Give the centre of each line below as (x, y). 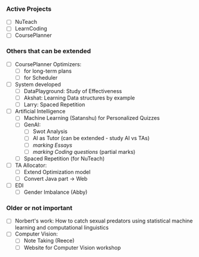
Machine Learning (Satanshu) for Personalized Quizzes (92, 118)
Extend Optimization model (57, 172)
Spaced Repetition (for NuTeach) (64, 158)
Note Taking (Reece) (49, 241)
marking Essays (53, 145)
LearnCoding (31, 29)
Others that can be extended (49, 51)
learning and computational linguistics (62, 228)
